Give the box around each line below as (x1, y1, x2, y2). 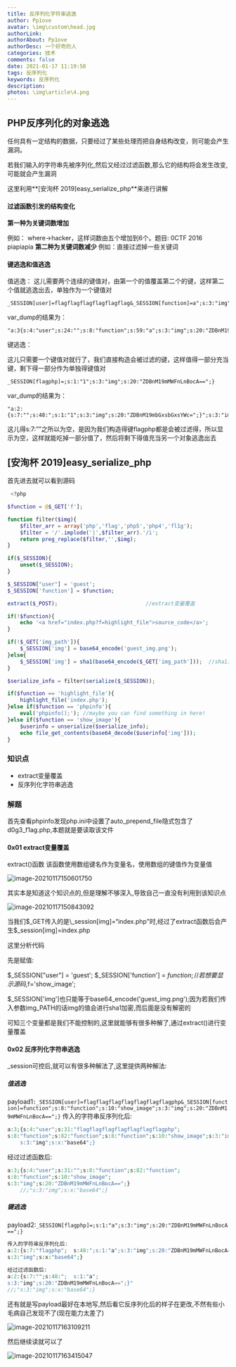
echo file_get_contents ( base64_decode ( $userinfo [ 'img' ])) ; (20, 729, 197, 736)
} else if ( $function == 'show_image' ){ (7, 716, 121, 723)
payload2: (7, 1220, 37, 1230)
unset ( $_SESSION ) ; (20, 562, 74, 569)
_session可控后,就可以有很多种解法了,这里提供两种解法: (7, 1062, 167, 1070)
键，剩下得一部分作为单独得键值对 (7, 364, 106, 373)
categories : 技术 (7, 50, 56, 57)
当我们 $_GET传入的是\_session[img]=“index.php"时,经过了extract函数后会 (7, 917, 221, 926)
